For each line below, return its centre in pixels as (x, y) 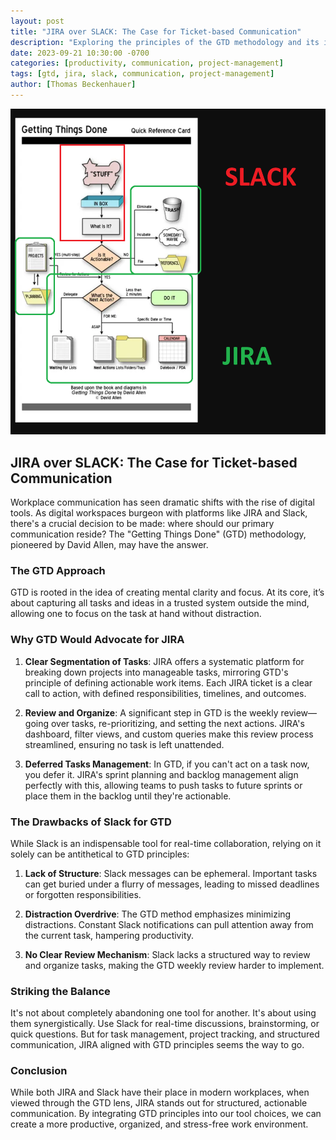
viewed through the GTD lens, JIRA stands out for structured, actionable (159, 1103)
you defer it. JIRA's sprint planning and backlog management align (161, 774)
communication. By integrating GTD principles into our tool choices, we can (166, 1114)
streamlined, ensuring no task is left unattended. (124, 744)
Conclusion (39, 1071)
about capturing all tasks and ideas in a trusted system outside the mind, (160, 603)
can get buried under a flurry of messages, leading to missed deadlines (172, 884)
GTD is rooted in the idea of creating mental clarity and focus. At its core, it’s (167, 592)
